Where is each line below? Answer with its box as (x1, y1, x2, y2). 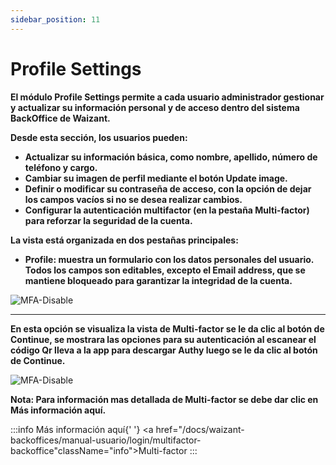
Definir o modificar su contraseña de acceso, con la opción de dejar (24, 182, 312, 195)
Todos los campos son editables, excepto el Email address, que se (24, 264, 306, 276)
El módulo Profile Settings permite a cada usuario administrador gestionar (10, 91, 325, 103)
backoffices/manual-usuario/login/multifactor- (10, 434, 202, 446)
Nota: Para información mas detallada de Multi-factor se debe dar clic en (10, 393, 319, 405)
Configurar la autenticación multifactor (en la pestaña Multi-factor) (24, 204, 310, 216)
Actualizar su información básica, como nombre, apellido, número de (24, 151, 318, 163)
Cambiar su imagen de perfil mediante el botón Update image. (24, 172, 288, 184)
